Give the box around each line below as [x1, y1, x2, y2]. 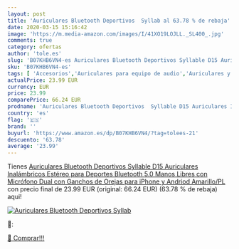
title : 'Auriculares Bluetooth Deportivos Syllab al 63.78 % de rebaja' [7, 17, 231, 24]
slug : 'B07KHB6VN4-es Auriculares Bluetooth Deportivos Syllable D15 [7, 57, 218, 64]
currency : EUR [7, 83, 50, 90]
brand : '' [7, 122, 37, 130]
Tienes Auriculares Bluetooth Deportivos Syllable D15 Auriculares [7, 162, 198, 171]
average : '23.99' [7, 143, 59, 150]
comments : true [7, 37, 53, 44]
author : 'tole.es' [7, 51, 62, 58]
